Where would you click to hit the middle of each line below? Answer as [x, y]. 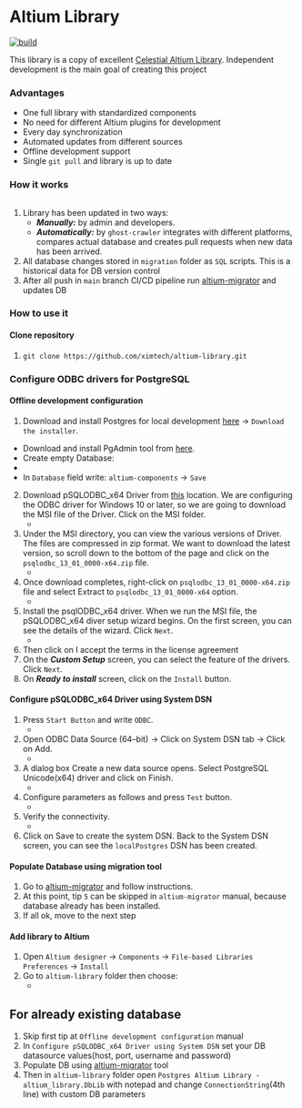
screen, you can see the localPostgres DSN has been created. [140, 845]
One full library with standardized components [110, 113]
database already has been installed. [91, 906]
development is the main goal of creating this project [108, 69]
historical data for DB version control [91, 270]
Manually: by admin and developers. [106, 222]
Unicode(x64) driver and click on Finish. [98, 778]
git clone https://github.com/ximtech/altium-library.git [135, 356]
